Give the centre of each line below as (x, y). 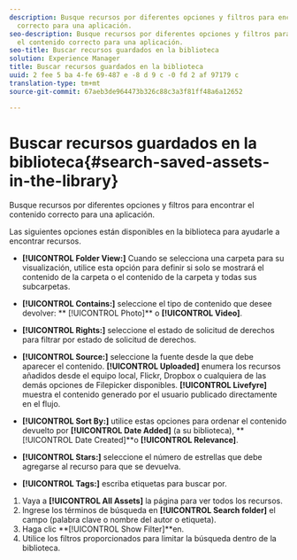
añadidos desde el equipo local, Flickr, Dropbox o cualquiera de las (144, 376)
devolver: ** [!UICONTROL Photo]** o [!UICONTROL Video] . (132, 313)
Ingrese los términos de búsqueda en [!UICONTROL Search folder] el (148, 510)
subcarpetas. (46, 287)
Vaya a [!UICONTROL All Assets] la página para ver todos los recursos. (152, 501)
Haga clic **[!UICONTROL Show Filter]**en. (103, 529)
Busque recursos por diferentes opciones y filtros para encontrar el (132, 206)
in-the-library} (64, 180)
